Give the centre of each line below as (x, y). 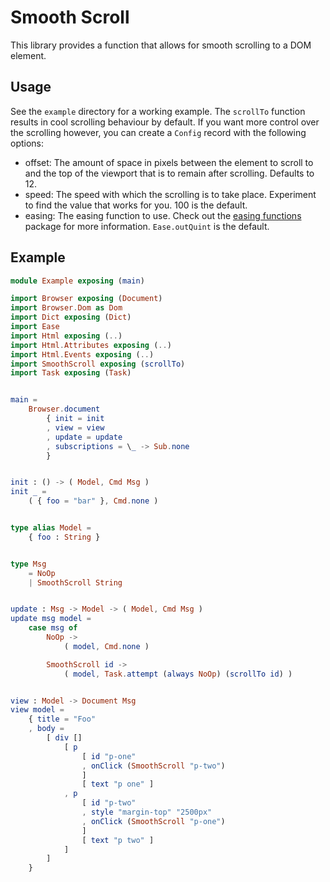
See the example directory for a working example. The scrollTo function (158, 111)
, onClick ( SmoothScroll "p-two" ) (153, 766)
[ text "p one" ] (118, 784)
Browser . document (64, 409)
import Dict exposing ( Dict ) (71, 317)
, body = (46, 729)
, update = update (84, 437)
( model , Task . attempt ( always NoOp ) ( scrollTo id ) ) (178, 674)
